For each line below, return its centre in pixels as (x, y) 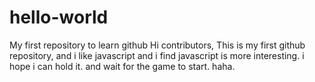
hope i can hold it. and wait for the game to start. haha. (122, 66)
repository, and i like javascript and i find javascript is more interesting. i (157, 55)
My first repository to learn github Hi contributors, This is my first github (157, 45)
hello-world (59, 17)
